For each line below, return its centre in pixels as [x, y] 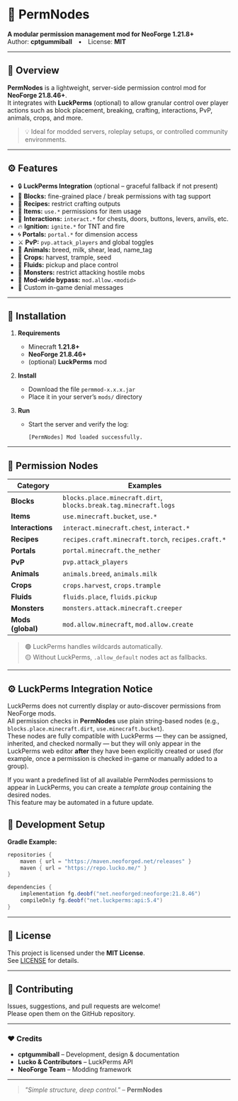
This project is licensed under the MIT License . [76, 953]
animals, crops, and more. [45, 118]
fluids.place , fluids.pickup [110, 597]
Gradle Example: [32, 842]
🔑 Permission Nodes [53, 466]
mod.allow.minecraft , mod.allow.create [128, 624]
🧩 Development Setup [56, 825]
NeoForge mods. [32, 713]
